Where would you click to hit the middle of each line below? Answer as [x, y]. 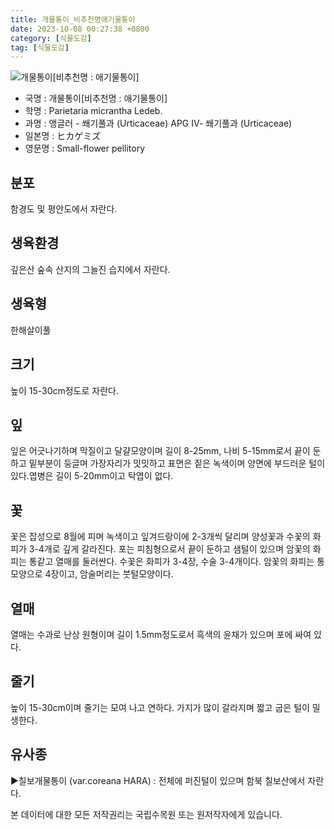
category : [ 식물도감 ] [51, 38]
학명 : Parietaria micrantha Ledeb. [93, 111]
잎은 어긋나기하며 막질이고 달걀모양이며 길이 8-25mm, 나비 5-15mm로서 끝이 [160, 451]
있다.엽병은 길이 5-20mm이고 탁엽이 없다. [92, 476]
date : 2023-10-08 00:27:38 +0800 [80, 29]
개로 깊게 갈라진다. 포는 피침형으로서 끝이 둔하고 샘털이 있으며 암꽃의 [177, 549]
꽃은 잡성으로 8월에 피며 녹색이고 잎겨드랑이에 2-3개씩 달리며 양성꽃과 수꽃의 [160, 537]
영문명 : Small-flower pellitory [85, 148]
